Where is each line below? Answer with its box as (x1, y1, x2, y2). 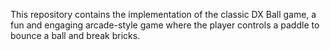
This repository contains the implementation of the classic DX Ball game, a (10, 9, 317, 20)
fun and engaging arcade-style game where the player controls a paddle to (10, 19, 320, 31)
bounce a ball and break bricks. (10, 30, 141, 41)
